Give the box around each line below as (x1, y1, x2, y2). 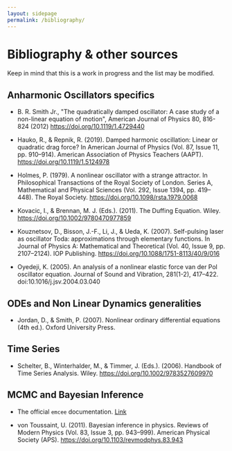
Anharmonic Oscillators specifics (7, 89, 154, 101)
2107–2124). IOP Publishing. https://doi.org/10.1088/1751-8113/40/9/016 (17, 250, 220, 258)
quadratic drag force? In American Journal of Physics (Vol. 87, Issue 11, (17, 143, 220, 151)
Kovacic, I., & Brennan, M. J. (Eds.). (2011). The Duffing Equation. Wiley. (17, 207, 221, 215)
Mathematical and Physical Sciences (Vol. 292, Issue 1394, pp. (17, 186, 196, 194)
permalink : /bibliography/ (7, 17, 85, 24)
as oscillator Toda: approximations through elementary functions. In (17, 234, 211, 243)
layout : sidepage (7, 10, 57, 17)
